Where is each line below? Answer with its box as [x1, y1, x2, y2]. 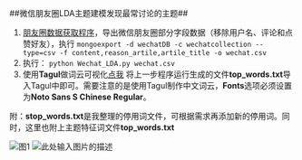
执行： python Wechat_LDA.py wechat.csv [22, 58, 175, 68]
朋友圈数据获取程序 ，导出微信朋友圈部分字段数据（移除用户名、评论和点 [22, 27, 293, 38]
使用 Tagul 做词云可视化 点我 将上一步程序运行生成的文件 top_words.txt [22, 69, 284, 80]
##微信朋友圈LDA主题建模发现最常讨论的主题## [9, 8, 189, 18]
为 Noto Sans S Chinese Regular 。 [22, 91, 151, 102]
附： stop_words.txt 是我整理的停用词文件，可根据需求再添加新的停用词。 [9, 111, 283, 121]
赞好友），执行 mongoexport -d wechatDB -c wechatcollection [22, 39, 252, 49]
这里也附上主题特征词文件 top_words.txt [24, 122, 175, 133]
